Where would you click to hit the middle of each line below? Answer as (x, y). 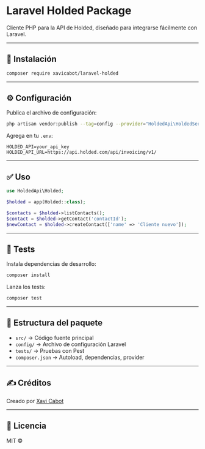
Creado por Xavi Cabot (35, 401)
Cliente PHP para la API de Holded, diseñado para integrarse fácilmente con (102, 28)
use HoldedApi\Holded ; (35, 191)
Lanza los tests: (26, 287)
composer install (28, 275)
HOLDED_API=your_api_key (38, 147)
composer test (24, 298)
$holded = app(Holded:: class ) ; (46, 202)
